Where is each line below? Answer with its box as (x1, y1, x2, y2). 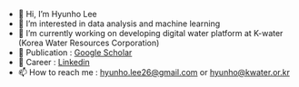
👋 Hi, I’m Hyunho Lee (17, 9, 97, 19)
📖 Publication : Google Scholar (17, 47, 133, 58)
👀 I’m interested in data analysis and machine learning (17, 18, 221, 29)
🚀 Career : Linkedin (17, 57, 90, 67)
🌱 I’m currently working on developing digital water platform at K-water (17, 28, 284, 38)
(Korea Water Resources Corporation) (17, 37, 160, 48)
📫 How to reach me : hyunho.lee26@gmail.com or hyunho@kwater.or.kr (17, 67, 291, 77)
